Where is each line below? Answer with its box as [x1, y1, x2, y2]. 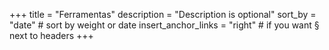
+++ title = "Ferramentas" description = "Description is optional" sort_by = [9, 9, 317, 20]
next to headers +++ [9, 30, 94, 41]
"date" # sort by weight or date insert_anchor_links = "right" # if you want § [9, 19, 320, 31]
